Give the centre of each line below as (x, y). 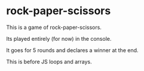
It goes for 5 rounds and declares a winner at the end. (72, 50)
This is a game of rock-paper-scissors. (54, 27)
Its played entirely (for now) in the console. (59, 38)
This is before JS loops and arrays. (49, 62)
